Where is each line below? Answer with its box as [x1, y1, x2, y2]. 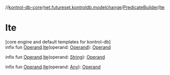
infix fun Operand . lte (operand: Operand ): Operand [5, 44, 111, 50]
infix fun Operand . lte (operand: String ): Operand [5, 54, 105, 60]
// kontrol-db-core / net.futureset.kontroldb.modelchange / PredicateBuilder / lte [5, 5, 165, 10]
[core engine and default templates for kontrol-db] [5, 39, 111, 45]
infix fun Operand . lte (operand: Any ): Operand [5, 63, 101, 70]
